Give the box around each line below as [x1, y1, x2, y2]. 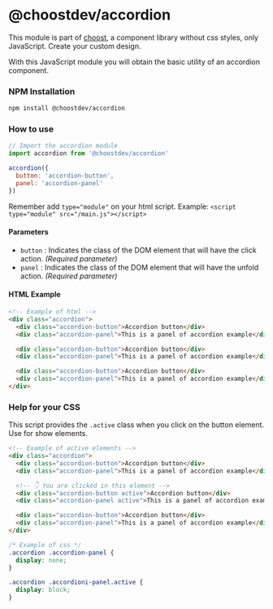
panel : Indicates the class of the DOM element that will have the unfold [19, 262, 259, 272]
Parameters [8, 227, 49, 237]
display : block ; [15, 586, 71, 594]
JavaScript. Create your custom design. [8, 41, 141, 50]
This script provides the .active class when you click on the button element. [8, 420, 265, 430]
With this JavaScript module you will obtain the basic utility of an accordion [8, 57, 261, 67]
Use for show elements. [8, 429, 88, 438]
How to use [8, 123, 54, 135]
